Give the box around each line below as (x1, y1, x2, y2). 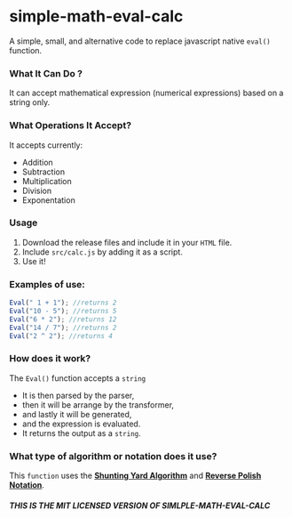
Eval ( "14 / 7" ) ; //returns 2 (9, 323, 117, 332)
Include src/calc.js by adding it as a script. (21, 247, 184, 257)
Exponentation (21, 194, 75, 206)
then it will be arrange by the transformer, (21, 399, 175, 410)
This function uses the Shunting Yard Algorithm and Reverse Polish (9, 470, 262, 482)
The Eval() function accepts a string (9, 372, 146, 384)
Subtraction (21, 166, 65, 177)
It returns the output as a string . (21, 427, 141, 438)
